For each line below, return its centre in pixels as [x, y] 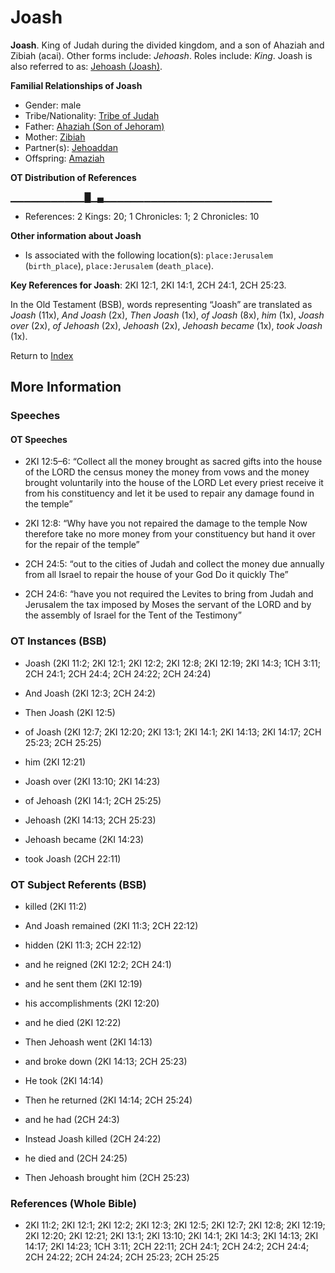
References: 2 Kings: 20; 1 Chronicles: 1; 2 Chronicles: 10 [142, 216]
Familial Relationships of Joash [76, 85]
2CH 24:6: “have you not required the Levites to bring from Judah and [169, 594]
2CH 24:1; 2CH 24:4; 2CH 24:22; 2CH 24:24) [118, 673]
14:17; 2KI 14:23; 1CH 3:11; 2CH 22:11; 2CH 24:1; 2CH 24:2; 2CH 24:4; [167, 1247]
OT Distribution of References [73, 177]
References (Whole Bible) [73, 1203]
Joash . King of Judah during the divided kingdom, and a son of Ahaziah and [167, 45]
